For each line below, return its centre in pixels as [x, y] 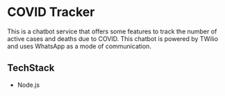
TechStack [31, 68]
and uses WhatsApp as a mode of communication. [79, 46]
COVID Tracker [51, 12]
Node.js [28, 85]
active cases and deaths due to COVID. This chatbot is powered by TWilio [113, 38]
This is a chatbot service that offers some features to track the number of [112, 31]
